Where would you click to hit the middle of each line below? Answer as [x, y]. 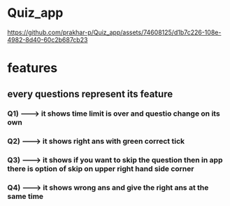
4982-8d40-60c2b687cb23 [48, 39]
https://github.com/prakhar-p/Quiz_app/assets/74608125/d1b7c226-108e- [114, 32]
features [33, 68]
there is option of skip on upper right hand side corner [101, 169]
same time [26, 196]
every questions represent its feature [90, 94]
